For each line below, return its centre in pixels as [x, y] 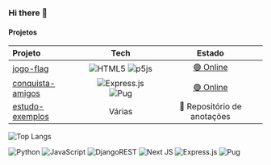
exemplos [31, 117]
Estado [210, 53]
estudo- [28, 106]
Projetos [23, 32]
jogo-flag [31, 68]
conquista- [34, 84]
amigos [26, 93]
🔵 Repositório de [210, 106]
